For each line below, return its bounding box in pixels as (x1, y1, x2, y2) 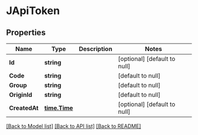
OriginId (9, 91, 32, 99)
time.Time (44, 104, 74, 112)
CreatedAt (9, 104, 39, 112)
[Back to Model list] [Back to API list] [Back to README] (6, 123, 141, 130)
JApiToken (6, 4, 60, 18)
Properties (6, 28, 46, 38)
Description (78, 45, 113, 53)
